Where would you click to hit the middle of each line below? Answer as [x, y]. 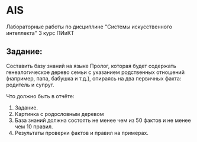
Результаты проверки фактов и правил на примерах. [82, 133]
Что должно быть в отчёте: [40, 96]
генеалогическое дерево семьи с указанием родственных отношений [96, 72]
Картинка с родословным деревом [59, 114]
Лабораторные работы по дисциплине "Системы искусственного [89, 27]
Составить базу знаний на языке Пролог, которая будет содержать [91, 66]
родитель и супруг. [30, 85]
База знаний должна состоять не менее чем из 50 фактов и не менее [103, 120]
